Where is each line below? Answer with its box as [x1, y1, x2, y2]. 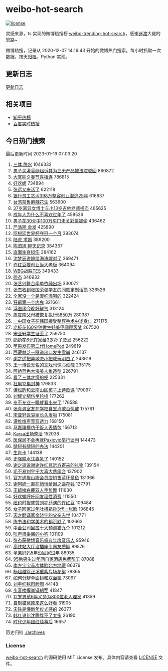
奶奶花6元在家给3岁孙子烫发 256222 [13, 337, 89, 343]
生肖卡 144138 [13, 450, 43, 456]
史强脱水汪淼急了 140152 [13, 456, 64, 462]
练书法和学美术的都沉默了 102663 [13, 519, 83, 525]
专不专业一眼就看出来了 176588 [13, 399, 78, 405]
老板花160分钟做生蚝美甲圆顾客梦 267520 [13, 324, 99, 330]
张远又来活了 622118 [13, 186, 56, 192]
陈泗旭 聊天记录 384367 [13, 243, 63, 249]
